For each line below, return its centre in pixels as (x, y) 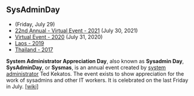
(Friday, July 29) (35, 24)
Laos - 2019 (29, 43)
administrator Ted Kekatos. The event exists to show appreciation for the (95, 73)
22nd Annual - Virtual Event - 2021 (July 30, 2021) (76, 30)
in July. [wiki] (22, 86)
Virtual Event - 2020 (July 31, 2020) (59, 37)
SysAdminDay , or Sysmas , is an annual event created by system (86, 67)
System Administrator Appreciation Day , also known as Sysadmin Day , (95, 61)
